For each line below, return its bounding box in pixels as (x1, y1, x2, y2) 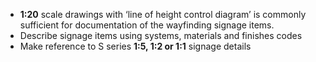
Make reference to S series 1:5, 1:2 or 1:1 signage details (19, 40, 252, 52)
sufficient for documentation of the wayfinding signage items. (19, 19, 275, 31)
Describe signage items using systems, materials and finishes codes (19, 30, 303, 41)
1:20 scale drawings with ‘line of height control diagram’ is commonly (19, 9, 307, 20)
